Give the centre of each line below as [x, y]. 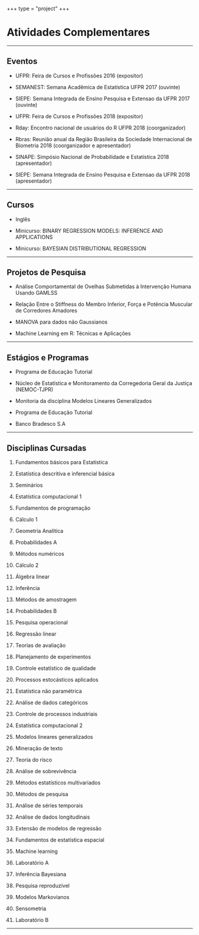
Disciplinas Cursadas [47, 448]
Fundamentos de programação [53, 508]
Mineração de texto [39, 748]
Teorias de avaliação [40, 645]
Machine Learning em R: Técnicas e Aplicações [73, 334]
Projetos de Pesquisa [46, 272]
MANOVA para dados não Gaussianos [61, 322]
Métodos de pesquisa [42, 794]
